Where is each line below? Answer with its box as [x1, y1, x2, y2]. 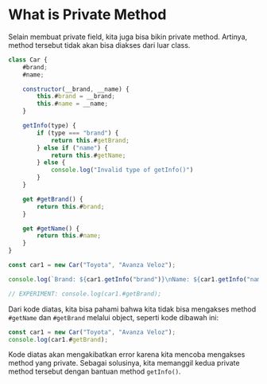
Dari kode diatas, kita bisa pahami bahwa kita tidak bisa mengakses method [8, 304, 257, 314]
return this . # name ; [37, 232, 102, 240]
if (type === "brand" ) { [37, 129, 119, 137]
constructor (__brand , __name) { [22, 85, 130, 93]
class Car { [8, 56, 48, 64]
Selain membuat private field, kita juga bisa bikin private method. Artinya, [8, 32, 248, 41]
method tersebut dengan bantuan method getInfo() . [8, 366, 181, 376]
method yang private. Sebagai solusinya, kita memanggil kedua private [8, 359, 240, 368]
